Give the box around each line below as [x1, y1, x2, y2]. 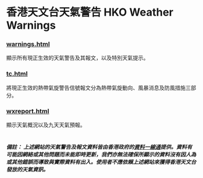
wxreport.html [6, 107, 49, 115]
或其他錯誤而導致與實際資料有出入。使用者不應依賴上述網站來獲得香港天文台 [6, 158, 196, 165]
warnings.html [6, 40, 50, 49]
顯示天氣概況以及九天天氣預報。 [6, 121, 86, 129]
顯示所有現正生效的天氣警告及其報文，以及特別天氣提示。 [6, 55, 149, 62]
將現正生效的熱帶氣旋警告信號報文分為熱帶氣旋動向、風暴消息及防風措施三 [6, 84, 191, 91]
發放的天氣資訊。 [6, 166, 49, 173]
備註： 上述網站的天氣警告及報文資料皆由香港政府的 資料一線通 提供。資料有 [6, 143, 193, 150]
